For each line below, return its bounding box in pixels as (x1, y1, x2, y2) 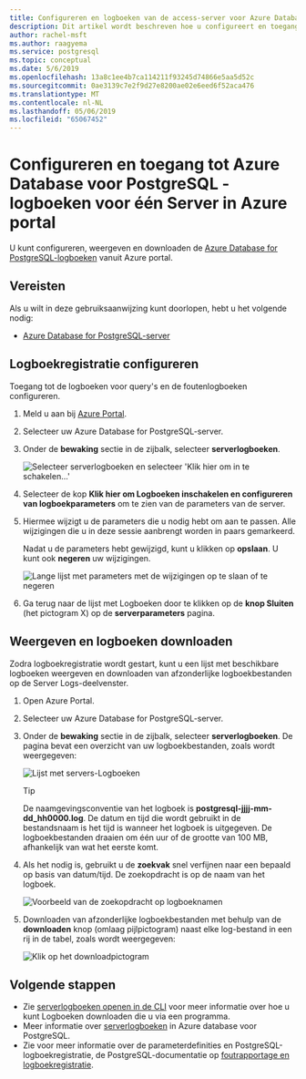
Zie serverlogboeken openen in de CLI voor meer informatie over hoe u (22, 1002, 290, 1012)
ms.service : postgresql (9, 47, 100, 57)
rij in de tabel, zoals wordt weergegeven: (22, 933, 176, 944)
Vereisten (9, 279, 66, 294)
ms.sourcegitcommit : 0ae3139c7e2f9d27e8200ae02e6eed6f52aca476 (9, 81, 255, 90)
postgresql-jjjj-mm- (195, 803, 273, 814)
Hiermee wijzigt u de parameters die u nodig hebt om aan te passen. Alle (22, 516, 296, 527)
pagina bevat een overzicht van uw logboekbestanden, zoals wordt (22, 740, 275, 751)
